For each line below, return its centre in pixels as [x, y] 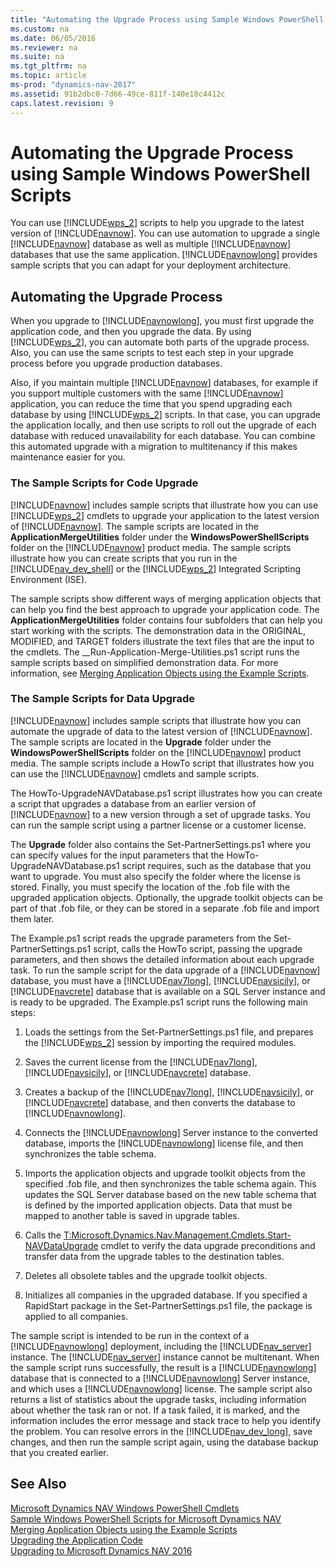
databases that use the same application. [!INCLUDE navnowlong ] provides [164, 255]
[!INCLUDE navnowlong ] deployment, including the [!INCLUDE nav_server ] [161, 1346]
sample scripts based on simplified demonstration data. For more [144, 662]
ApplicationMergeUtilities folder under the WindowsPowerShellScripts [160, 537]
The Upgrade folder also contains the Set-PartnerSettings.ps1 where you [161, 844]
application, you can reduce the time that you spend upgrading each [151, 404]
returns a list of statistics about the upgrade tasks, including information [158, 1399]
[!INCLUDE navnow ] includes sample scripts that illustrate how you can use [164, 505]
